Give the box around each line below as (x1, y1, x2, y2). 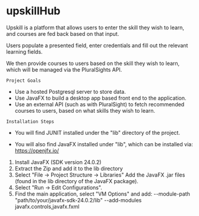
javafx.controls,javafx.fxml (14, 203, 80, 210)
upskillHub (6, 4, 61, 18)
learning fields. (6, 48, 43, 55)
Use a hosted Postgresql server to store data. (14, 88, 126, 95)
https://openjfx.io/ (14, 147, 59, 154)
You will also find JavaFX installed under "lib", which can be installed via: (14, 140, 193, 147)
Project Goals (6, 78, 42, 84)
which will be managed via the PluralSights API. (6, 66, 122, 73)
